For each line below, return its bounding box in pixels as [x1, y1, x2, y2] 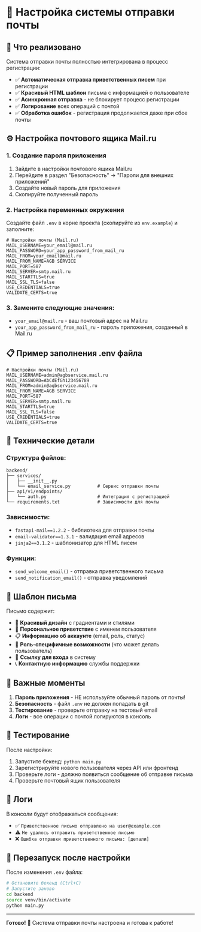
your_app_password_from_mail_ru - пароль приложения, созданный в [14, 323, 188, 331]
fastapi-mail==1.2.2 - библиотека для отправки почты [14, 526, 154, 534]
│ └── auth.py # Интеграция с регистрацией [6, 493, 170, 500]
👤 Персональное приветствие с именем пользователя [14, 625, 157, 633]
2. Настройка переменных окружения [6, 205, 124, 214]
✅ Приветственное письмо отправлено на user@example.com [14, 822, 160, 829]
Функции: [6, 555, 36, 562]
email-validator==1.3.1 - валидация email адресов [14, 533, 145, 540]
